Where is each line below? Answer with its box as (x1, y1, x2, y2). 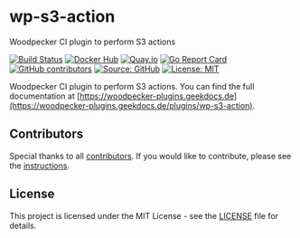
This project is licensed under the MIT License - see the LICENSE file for (9, 210, 278, 221)
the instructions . (9, 160, 70, 171)
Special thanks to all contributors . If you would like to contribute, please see (9, 150, 292, 161)
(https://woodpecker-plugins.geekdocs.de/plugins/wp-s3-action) (9, 100, 253, 110)
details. (9, 220, 37, 231)
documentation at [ (9, 90, 80, 101)
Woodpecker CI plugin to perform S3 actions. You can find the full (9, 81, 255, 91)
